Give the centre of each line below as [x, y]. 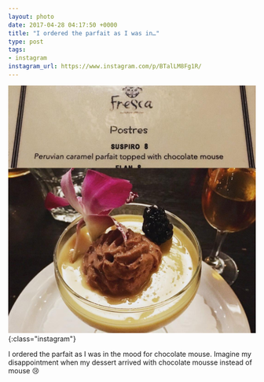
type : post [26, 42]
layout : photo [31, 17]
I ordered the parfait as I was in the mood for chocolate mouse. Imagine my [130, 354]
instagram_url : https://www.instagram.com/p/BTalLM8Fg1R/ [105, 67]
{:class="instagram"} [42, 339]
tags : [17, 50]
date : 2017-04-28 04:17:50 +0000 [63, 25]
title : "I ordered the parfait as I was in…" [84, 33]
